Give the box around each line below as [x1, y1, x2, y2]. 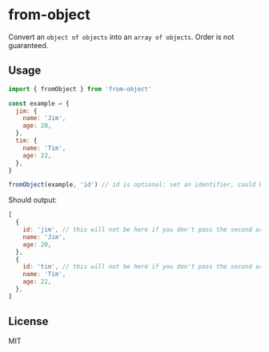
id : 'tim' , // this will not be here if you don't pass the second [22, 262, 252, 271]
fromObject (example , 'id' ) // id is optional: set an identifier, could [8, 181, 256, 189]
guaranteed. [8, 40, 49, 50]
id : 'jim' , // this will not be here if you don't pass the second [22, 226, 252, 234]
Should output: [8, 195, 58, 205]
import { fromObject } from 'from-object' [8, 85, 152, 93]
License [8, 314, 49, 329]
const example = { [8, 99, 70, 107]
